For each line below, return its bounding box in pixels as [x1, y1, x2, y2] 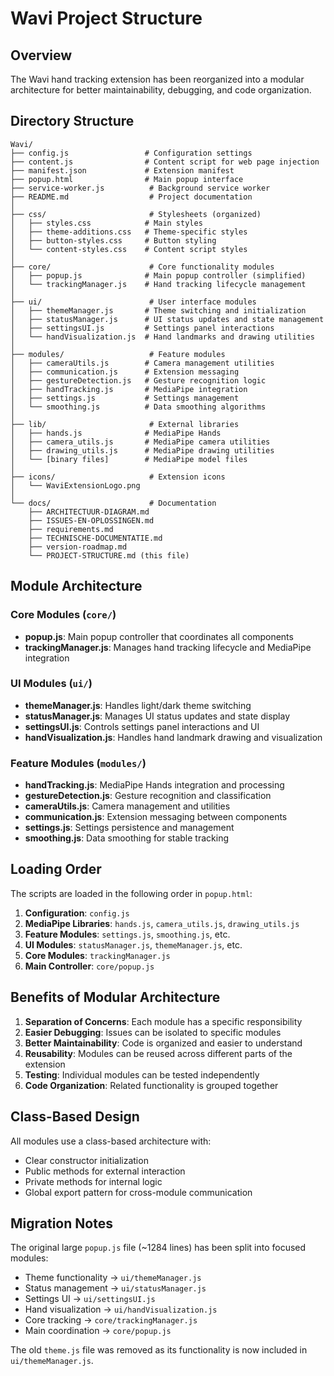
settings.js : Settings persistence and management [24, 822, 235, 834]
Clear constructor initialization [24, 1154, 149, 1166]
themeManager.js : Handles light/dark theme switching [24, 699, 252, 711]
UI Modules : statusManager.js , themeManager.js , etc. [24, 938, 243, 951]
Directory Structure [10, 113, 135, 130]
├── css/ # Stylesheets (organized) [10, 209, 262, 219]
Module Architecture [10, 578, 143, 595]
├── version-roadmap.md [28, 542, 128, 552]
